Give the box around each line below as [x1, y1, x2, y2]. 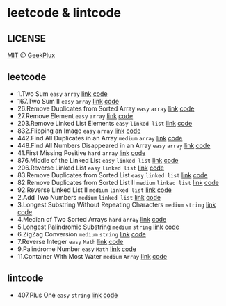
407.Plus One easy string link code [17, 291, 118, 299]
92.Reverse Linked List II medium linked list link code [17, 186, 172, 194]
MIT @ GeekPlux [7, 51, 56, 59]
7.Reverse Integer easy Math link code [17, 237, 124, 245]
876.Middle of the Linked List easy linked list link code [17, 156, 179, 164]
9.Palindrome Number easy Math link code [17, 245, 137, 253]
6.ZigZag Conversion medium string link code [17, 229, 146, 238]
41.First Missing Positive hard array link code [17, 148, 146, 157]
